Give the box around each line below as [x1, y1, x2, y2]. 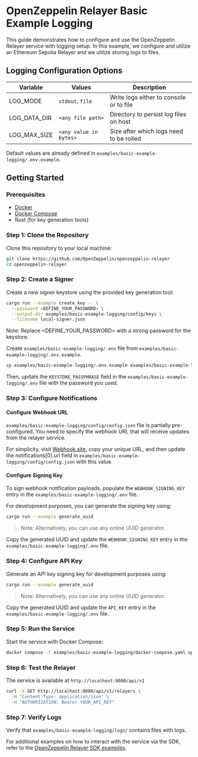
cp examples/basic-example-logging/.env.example [6, 362, 128, 369]
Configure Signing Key [6, 471, 63, 478]
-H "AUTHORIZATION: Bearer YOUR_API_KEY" [11, 699, 115, 705]
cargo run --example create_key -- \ [6, 300, 99, 306]
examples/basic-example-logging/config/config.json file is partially [6, 422, 171, 429]
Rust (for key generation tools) [14, 216, 89, 223]
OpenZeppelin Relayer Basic [6, 4, 148, 18]
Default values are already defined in [6, 149, 96, 157]
